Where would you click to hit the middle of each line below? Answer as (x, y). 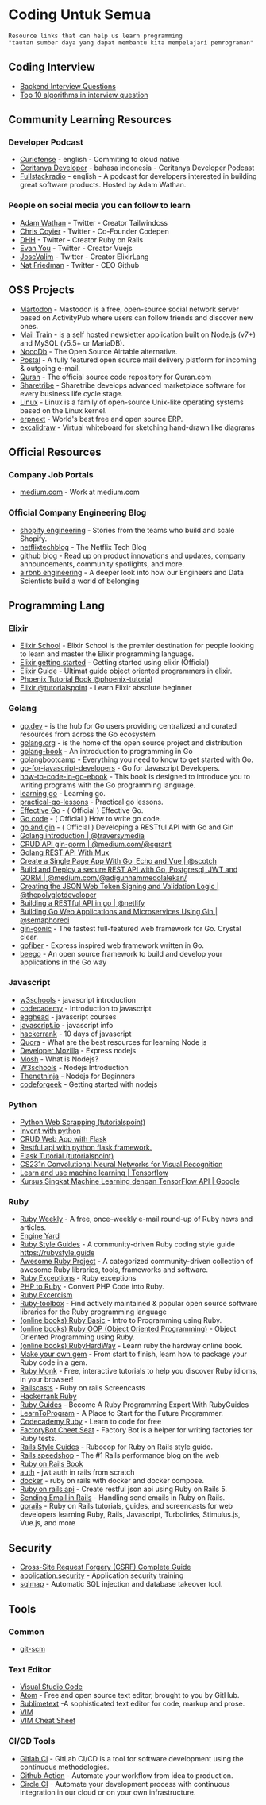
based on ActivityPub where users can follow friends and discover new (136, 317)
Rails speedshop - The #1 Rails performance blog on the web (120, 1455)
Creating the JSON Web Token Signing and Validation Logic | (120, 886)
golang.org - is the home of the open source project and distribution (131, 742)
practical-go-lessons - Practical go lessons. (92, 802)
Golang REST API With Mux (64, 852)
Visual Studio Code (51, 1687)
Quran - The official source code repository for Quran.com (116, 377)
